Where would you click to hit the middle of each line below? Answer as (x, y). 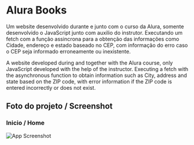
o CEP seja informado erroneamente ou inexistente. (68, 51)
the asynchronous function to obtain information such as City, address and (96, 75)
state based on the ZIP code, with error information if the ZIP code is (89, 81)
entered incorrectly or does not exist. (51, 87)
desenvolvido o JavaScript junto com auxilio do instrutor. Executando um (94, 32)
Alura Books (36, 10)
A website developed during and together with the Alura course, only (90, 63)
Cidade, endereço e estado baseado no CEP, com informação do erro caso (97, 45)
